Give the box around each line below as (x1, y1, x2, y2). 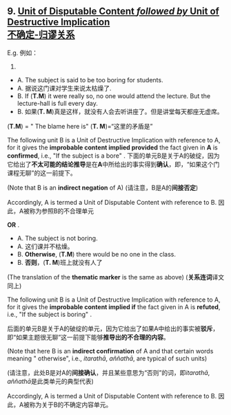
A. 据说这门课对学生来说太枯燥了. (17, 84, 112, 92)
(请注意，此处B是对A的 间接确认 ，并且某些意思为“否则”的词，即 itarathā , (7, 368, 210, 376)
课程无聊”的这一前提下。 (7, 169, 77, 177)
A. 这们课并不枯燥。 (17, 242, 74, 250)
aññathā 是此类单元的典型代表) (7, 377, 94, 385)
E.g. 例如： (7, 48, 39, 57)
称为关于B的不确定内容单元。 (29, 400, 112, 409)
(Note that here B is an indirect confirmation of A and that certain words (7, 347, 214, 355)
